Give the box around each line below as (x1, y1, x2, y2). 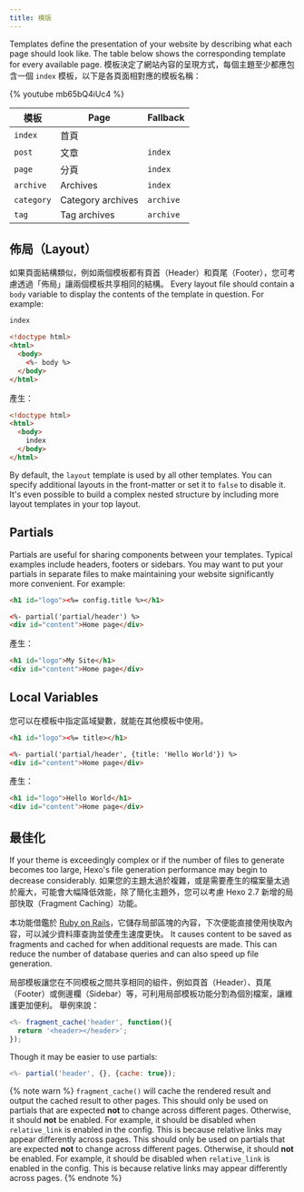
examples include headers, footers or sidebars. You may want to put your (9, 559, 284, 570)
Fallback (147, 111, 185, 124)
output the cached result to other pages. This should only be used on (9, 1095, 269, 1106)
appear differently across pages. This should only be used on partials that (9, 1134, 286, 1145)
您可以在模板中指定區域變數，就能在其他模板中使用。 (9, 715, 209, 726)
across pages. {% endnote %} (9, 1172, 123, 1183)
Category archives (60, 193, 139, 206)
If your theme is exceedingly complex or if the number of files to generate (9, 854, 285, 865)
